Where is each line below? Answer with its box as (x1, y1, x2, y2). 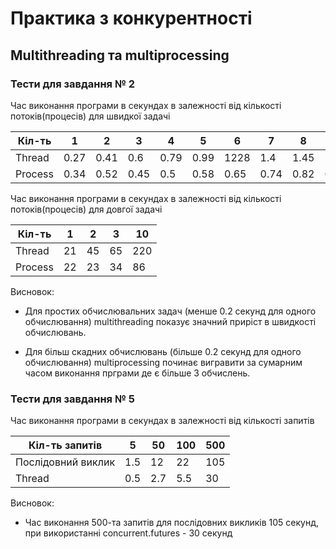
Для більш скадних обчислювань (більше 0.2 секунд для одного (24, 345, 302, 357)
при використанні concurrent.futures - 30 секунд (24, 527, 233, 539)
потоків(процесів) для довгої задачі (10, 203, 163, 215)
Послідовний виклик (15, 455, 116, 469)
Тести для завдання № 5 (10, 392, 136, 406)
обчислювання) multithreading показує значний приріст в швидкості (24, 315, 317, 327)
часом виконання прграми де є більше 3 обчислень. (24, 367, 251, 379)
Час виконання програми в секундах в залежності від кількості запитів (10, 415, 315, 427)
